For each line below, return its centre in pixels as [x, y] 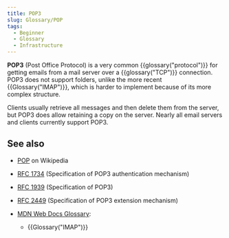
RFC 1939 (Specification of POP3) [65, 187]
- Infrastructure [38, 45]
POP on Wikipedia [43, 160]
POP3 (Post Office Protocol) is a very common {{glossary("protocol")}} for [112, 65]
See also [26, 144]
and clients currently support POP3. [58, 122]
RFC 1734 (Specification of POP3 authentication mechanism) [103, 173]
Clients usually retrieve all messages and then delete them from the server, [113, 108]
